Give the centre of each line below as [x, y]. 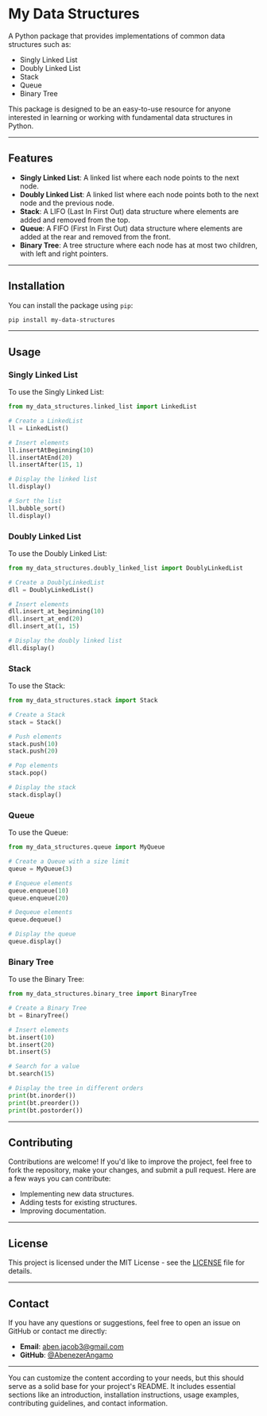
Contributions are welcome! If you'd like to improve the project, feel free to [130, 1161]
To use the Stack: [37, 686]
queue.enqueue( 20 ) [39, 898]
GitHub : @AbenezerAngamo [66, 1355]
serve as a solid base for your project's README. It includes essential [122, 1386]
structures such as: [40, 44]
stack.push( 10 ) [33, 744]
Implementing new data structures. [77, 1194]
